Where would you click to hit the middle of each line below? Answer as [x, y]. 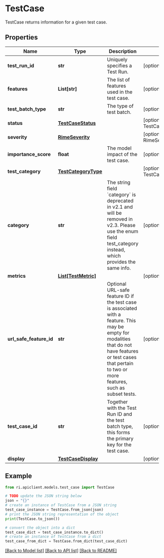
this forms [119, 432]
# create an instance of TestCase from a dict [53, 537]
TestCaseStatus [77, 123]
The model [119, 148]
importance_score [29, 154]
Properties [21, 37]
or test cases [122, 357]
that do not [120, 345]
